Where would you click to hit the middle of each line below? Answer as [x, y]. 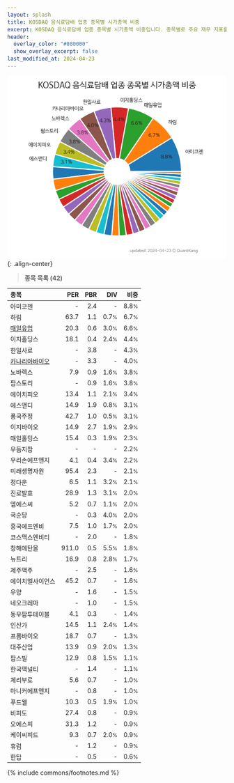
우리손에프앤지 [30, 460]
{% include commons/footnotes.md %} [63, 773]
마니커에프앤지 [30, 691]
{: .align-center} [30, 263]
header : [18, 37]
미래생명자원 [27, 471]
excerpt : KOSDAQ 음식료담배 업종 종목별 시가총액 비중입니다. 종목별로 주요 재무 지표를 [118, 29]
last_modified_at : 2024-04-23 [51, 59]
